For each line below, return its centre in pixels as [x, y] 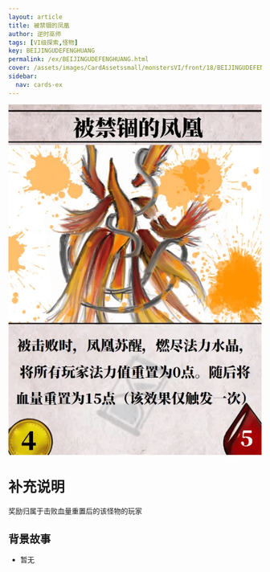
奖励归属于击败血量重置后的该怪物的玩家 [75, 511]
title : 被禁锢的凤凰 [39, 25]
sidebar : [23, 76]
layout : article [35, 17]
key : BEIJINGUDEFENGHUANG [51, 51]
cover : [19, 68]
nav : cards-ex [39, 84]
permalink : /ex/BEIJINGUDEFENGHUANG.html [79, 59]
